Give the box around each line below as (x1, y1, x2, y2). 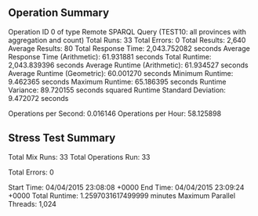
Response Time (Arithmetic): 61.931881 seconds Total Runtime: (8, 52, 212, 61)
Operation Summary (8, 6, 110, 20)
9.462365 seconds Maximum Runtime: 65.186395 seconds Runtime (8, 77, 227, 86)
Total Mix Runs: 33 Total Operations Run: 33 (8, 152, 151, 161)
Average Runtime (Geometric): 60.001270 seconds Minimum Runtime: (8, 68, 234, 77)
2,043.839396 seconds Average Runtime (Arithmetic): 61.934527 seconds (8, 60, 249, 70)
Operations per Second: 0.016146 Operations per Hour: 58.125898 (8, 109, 222, 118)
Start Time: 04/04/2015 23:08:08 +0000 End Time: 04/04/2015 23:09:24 (8, 182, 245, 192)
